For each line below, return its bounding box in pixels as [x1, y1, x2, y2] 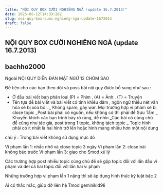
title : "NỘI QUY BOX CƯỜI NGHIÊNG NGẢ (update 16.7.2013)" [5, 7, 127, 12]
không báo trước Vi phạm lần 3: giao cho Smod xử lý [5, 149, 110, 155]
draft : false [5, 20, 32, 26]
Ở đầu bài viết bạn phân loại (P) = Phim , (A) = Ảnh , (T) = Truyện [12, 94, 143, 100]
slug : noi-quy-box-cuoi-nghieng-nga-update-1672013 [5, 16, 112, 21]
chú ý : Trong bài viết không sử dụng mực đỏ [5, 134, 95, 141]
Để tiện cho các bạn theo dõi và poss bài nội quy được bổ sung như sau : [5, 85, 152, 91]
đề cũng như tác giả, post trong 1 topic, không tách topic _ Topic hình [12, 120, 151, 126]
